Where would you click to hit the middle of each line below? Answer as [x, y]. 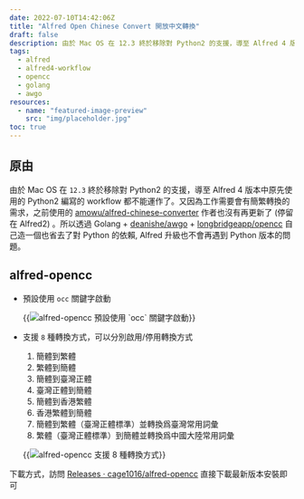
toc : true [28, 128]
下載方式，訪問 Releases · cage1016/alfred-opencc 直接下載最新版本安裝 [145, 474]
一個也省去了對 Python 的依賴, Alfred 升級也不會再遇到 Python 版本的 [154, 235]
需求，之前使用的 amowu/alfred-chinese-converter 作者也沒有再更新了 [141, 212]
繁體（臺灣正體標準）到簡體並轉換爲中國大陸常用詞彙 [135, 435]
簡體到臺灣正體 [64, 379]
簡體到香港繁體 [64, 401]
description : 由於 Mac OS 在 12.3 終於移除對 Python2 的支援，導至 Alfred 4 [148, 43]
